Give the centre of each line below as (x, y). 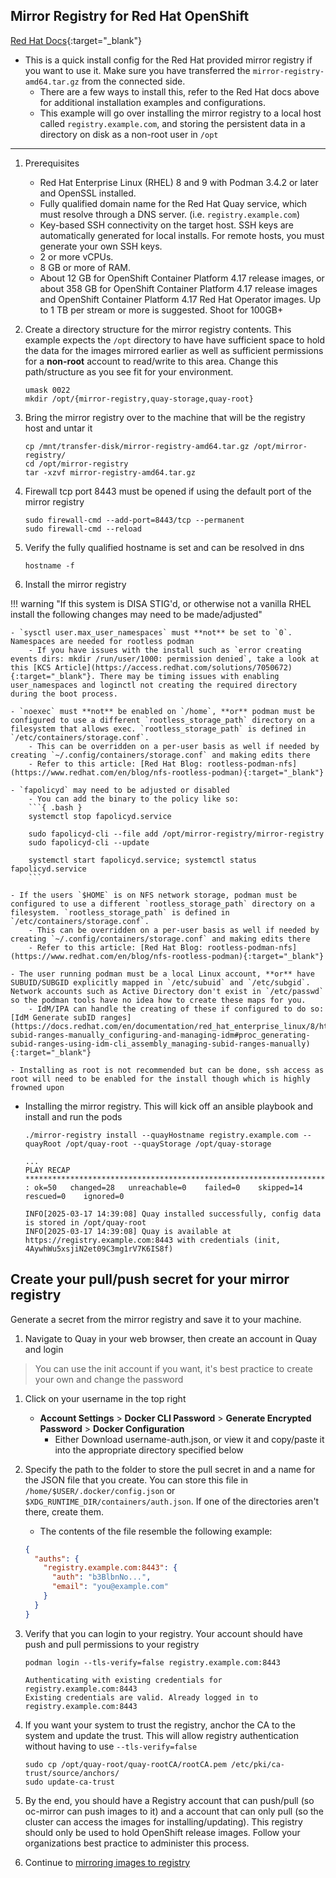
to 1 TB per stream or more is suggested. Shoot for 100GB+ (161, 310)
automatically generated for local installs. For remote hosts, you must (182, 235)
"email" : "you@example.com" (110, 1587)
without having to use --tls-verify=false (111, 1746)
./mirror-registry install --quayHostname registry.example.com (161, 1135)
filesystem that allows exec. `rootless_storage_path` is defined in (158, 729)
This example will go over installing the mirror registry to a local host (180, 113)
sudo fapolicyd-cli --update (89, 842)
